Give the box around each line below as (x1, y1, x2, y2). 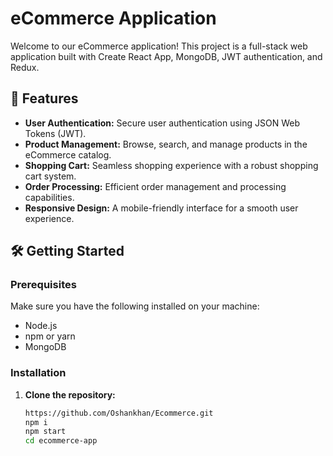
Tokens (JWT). (24, 127, 87, 139)
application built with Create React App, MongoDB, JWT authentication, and (10, 50, 323, 62)
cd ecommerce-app (24, 436, 98, 446)
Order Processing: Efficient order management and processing (24, 180, 287, 192)
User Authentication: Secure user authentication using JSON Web (24, 117, 301, 129)
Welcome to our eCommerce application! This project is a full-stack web (10, 40, 308, 52)
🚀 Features (10, 90, 79, 107)
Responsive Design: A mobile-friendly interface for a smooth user (24, 202, 299, 214)
